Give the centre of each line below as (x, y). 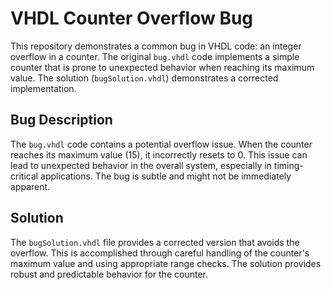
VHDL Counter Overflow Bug (132, 18)
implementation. (43, 88)
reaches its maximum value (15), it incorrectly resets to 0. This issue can (159, 154)
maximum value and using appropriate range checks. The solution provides (166, 263)
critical (24, 176)
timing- (288, 165)
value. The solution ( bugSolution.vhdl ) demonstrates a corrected (144, 78)
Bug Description (61, 120)
